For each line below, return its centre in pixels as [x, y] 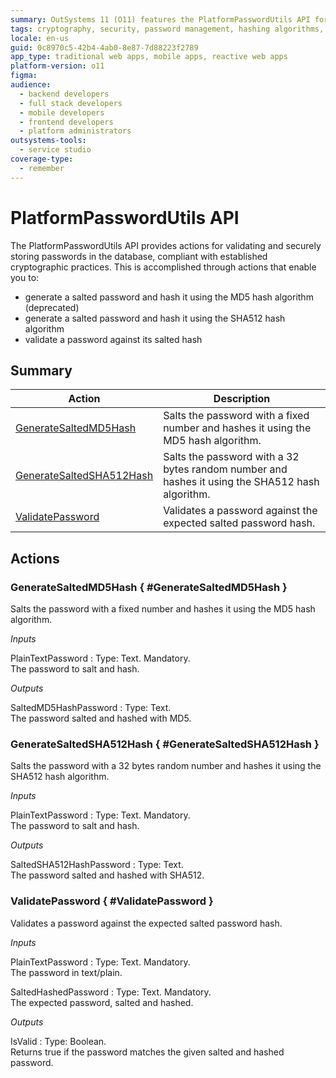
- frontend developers [66, 122]
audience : [31, 85]
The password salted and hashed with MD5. [101, 718]
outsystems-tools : [48, 141]
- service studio [55, 150]
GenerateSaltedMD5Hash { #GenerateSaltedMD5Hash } [149, 587]
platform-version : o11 [57, 66]
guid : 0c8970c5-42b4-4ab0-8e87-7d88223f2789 [104, 47]
